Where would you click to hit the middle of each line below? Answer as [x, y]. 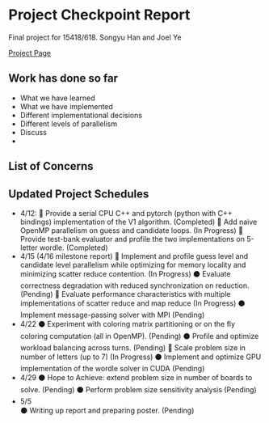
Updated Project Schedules [79, 194]
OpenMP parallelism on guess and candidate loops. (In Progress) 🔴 [132, 230]
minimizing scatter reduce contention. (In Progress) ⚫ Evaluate [125, 273]
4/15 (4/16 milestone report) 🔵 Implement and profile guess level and [134, 256]
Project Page [29, 53]
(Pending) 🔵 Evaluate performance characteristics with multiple [125, 294]
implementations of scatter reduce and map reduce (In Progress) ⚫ [132, 303]
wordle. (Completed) [74, 247]
